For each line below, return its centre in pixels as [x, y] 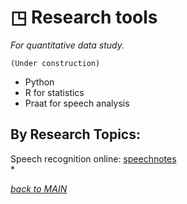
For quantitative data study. [67, 45]
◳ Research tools [84, 17]
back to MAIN [39, 188]
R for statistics [54, 92]
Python [39, 82]
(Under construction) [55, 63]
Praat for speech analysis [77, 103]
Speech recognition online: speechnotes [93, 158]
